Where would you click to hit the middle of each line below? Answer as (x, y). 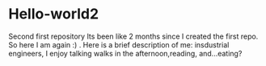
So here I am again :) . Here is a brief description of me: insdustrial (119, 44)
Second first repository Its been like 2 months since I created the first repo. (133, 36)
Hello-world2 (54, 14)
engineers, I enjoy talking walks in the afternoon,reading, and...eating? (125, 53)
